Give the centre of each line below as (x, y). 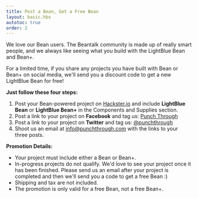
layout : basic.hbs (29, 17)
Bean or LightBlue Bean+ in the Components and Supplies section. (96, 110)
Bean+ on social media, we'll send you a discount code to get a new (89, 75)
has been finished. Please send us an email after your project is (92, 170)
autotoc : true (24, 22)
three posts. (29, 135)
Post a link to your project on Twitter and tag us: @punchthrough (94, 123)
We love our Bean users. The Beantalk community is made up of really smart (99, 45)
